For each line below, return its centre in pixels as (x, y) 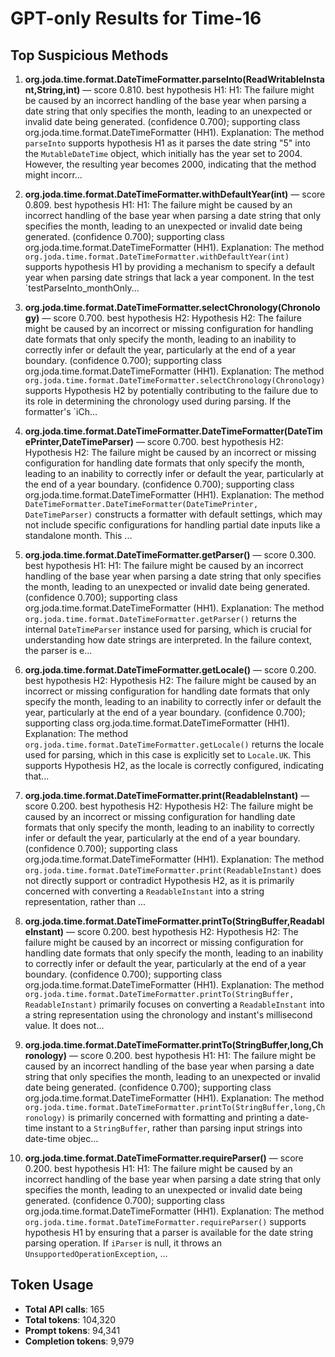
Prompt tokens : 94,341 (72, 1330)
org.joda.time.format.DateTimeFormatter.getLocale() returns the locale (174, 744)
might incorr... (53, 175)
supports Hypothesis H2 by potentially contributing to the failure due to (171, 390)
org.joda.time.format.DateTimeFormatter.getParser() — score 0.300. (170, 555)
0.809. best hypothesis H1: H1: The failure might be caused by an (158, 205)
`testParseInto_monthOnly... (82, 288)
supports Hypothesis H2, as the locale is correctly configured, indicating (174, 765)
